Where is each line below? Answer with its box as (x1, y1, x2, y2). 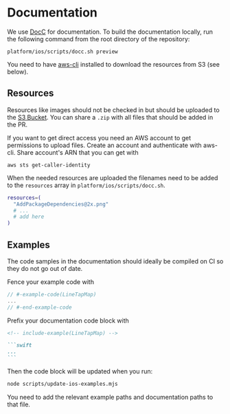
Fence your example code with (7, 277, 95, 286)
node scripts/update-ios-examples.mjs (7, 380, 118, 388)
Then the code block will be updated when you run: (7, 367, 153, 375)
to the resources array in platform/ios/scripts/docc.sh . (7, 181, 166, 189)
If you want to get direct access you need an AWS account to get (7, 133, 192, 142)
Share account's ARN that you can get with (16, 148, 139, 156)
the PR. (7, 120, 27, 129)
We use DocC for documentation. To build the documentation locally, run (7, 28, 214, 36)
